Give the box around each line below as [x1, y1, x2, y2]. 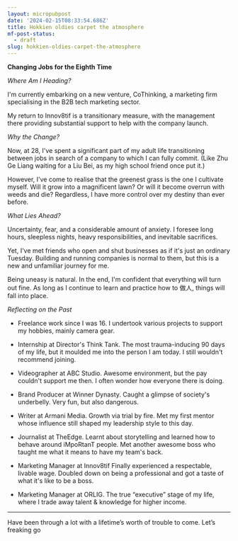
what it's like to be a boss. [17, 477, 94, 485]
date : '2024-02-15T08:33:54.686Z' [7, 17, 110, 24]
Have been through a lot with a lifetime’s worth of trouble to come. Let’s [7, 518, 216, 526]
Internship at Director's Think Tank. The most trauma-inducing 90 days [17, 341, 225, 348]
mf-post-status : [7, 30, 55, 38]
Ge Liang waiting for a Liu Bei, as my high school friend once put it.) [7, 161, 205, 170]
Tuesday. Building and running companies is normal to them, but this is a [7, 254, 220, 262]
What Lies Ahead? [7, 212, 62, 220]
